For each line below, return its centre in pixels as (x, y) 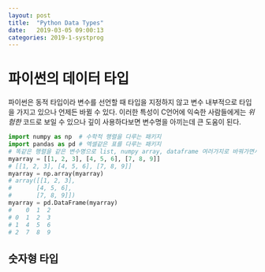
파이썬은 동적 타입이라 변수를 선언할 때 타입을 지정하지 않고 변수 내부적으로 (123, 102)
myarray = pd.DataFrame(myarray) (63, 203)
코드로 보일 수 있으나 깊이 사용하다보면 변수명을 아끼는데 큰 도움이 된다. (132, 122)
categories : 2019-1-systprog (56, 37)
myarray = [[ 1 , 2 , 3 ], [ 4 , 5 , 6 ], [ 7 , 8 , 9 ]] (84, 158)
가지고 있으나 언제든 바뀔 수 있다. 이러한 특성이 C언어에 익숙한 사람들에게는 (131, 112)
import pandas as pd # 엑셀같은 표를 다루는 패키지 (85, 144)
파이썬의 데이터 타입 (69, 79)
